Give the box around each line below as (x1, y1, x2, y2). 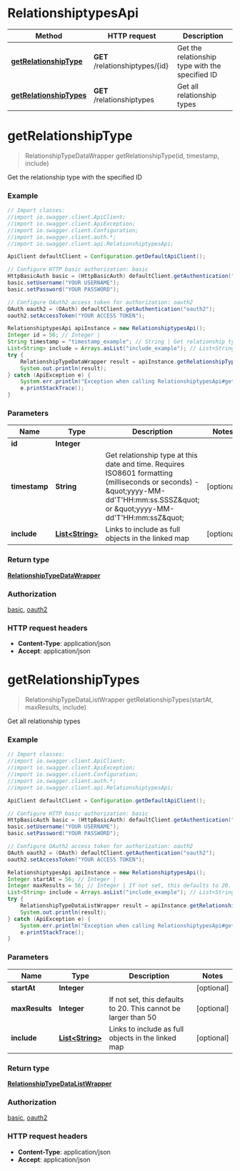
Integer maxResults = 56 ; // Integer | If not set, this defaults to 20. (7, 882, 232, 890)
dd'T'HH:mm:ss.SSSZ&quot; (105, 495, 200, 505)
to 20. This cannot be (109, 1003, 181, 1013)
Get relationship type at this (105, 450, 198, 460)
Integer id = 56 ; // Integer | (7, 332, 101, 339)
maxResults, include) (24, 703, 87, 712)
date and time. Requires (105, 459, 185, 469)
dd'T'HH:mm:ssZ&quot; (105, 513, 184, 523)
